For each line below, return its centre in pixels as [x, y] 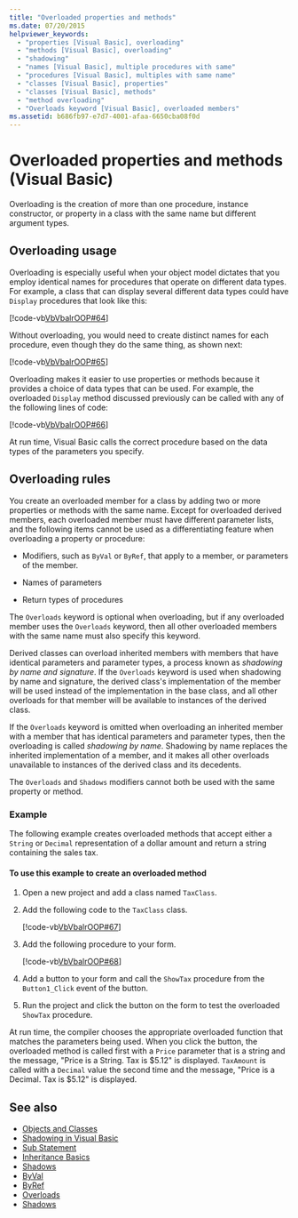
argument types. [39, 223]
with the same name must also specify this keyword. [105, 636]
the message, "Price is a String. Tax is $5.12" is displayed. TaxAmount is [137, 1061]
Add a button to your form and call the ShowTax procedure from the [143, 979]
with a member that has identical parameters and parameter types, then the [147, 736]
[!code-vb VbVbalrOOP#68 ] [72, 962]
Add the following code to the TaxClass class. [105, 910]
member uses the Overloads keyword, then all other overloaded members [143, 626]
